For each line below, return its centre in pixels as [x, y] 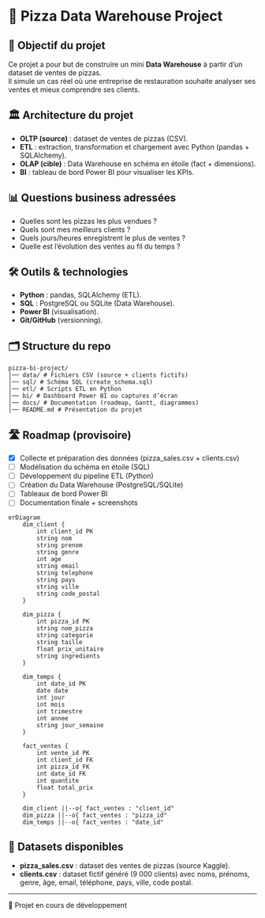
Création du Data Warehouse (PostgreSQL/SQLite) [101, 485]
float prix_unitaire [70, 649]
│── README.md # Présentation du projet [76, 410]
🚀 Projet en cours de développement [68, 905]
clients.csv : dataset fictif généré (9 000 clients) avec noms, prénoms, [134, 874]
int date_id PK [62, 684]
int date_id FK [62, 774]
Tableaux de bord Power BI [63, 494]
